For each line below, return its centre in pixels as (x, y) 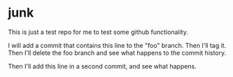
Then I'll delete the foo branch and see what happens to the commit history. (117, 53)
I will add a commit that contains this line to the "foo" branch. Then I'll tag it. (117, 45)
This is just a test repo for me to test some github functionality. (98, 32)
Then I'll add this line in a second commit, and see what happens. (102, 66)
